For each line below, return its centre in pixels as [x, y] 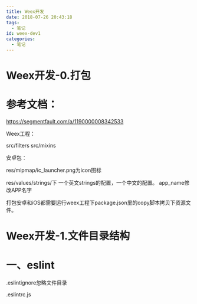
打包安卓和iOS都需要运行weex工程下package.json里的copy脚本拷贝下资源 [96, 202]
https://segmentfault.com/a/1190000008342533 [65, 121]
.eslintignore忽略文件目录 [37, 283]
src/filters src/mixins [31, 146]
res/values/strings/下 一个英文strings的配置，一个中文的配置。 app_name [95, 183]
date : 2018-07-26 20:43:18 [39, 17]
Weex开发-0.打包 [49, 76]
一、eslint [30, 265]
